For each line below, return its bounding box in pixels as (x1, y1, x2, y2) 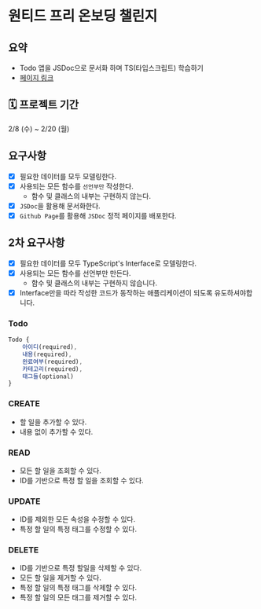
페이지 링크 (19, 73, 54, 83)
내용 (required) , (22, 350, 72, 358)
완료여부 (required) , (22, 358, 83, 365)
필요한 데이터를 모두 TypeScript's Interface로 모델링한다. (19, 259, 197, 268)
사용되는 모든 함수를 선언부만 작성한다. (19, 182, 134, 191)
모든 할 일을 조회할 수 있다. (19, 465, 102, 475)
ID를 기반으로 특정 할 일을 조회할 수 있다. (19, 475, 144, 485)
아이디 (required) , (22, 343, 78, 351)
